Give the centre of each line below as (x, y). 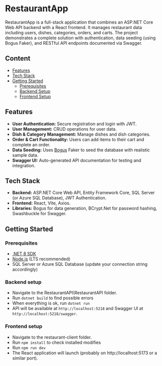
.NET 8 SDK (24, 254)
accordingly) (25, 269)
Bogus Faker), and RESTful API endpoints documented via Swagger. (74, 43)
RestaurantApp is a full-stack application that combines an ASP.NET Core (79, 22)
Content (18, 59)
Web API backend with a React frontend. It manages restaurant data (74, 27)
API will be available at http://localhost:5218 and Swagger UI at (78, 309)
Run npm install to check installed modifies (57, 342)
